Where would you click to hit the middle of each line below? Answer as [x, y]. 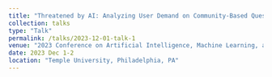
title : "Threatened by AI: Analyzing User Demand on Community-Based [128, 16]
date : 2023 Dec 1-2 [41, 53]
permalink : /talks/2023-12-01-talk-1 [72, 38]
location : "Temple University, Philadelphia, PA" [94, 61]
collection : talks [39, 23]
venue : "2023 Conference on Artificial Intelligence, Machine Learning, [134, 46]
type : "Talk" [30, 30]
